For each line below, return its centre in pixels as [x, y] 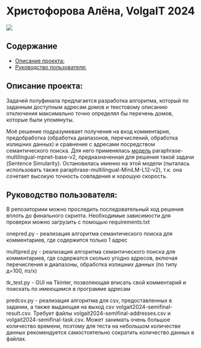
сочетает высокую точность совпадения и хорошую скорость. [87, 176]
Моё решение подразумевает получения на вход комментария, [88, 131]
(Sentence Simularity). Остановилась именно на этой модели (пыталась [98, 163]
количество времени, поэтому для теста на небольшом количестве [94, 326]
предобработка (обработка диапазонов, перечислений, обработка [92, 138]
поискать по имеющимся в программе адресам [68, 289]
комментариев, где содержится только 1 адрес [67, 240]
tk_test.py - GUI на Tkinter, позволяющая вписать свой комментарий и [96, 282]
